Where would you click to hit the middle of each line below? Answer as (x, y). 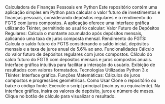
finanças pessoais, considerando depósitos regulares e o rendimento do (79, 17)
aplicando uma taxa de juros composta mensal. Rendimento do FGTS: (76, 38)
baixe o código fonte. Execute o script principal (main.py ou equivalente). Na (83, 86)
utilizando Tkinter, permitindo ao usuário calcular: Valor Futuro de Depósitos (82, 28)
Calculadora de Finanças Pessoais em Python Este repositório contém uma (81, 7)
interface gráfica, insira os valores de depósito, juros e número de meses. (80, 91)
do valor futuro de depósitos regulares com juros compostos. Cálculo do (79, 54)
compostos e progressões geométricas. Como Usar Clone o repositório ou (81, 80)
